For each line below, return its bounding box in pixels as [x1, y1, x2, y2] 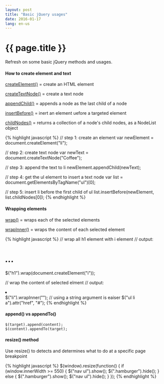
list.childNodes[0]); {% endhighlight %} [5, 194, 86, 200]
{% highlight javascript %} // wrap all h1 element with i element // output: [5, 236, 154, 242]
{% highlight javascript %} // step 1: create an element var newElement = [5, 135, 154, 141]
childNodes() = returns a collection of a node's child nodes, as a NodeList [5, 120, 157, 126]
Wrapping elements [5, 206, 47, 212]
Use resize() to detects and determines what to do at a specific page [5, 348, 146, 354]
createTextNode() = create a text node [5, 91, 83, 97]
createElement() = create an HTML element [5, 81, 94, 87]
